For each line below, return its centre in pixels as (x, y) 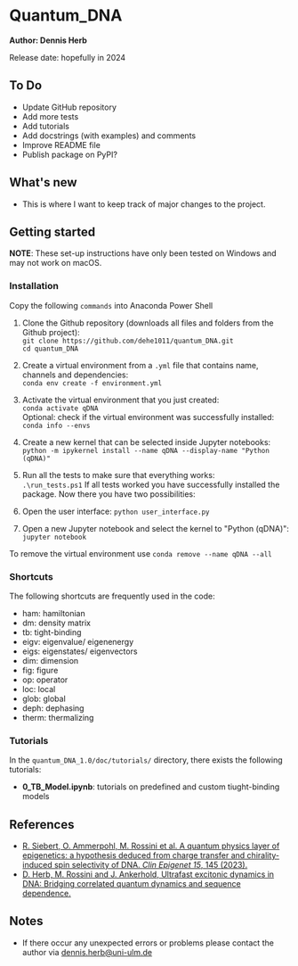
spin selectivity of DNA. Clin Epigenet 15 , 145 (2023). (151, 865)
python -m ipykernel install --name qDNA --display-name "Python (145, 450)
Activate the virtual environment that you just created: (121, 400)
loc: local (39, 689)
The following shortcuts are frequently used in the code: (112, 596)
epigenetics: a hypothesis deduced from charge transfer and (133, 855)
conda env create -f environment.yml (92, 383)
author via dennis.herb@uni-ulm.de (87, 952)
